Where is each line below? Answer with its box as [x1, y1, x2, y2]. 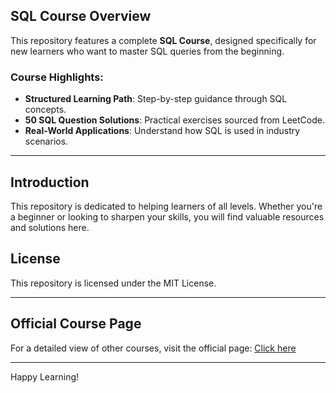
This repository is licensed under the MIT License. [10, 277, 217, 289]
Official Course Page [10, 315, 142, 333]
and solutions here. [10, 221, 90, 233]
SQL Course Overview [10, 8, 152, 25]
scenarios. [24, 135, 69, 148]
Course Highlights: [10, 70, 104, 84]
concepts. [24, 104, 67, 116]
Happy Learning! [10, 370, 80, 383]
